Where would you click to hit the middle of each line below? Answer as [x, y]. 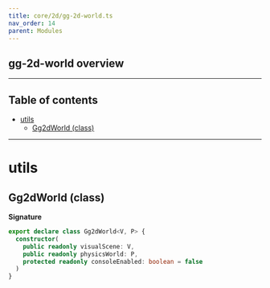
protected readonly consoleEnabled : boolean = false [113, 261]
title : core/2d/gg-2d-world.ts [61, 16]
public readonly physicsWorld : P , [80, 254]
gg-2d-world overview [66, 63]
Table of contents [53, 100]
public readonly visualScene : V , [79, 246]
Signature [25, 217]
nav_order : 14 [32, 23]
